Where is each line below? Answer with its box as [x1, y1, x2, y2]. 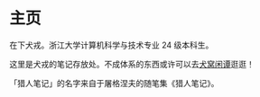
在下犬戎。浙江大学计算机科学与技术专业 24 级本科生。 [9, 40, 214, 50]
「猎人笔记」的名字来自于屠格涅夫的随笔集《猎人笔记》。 [9, 77, 219, 88]
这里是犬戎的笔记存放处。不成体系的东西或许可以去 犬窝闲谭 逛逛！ [9, 58, 255, 69]
